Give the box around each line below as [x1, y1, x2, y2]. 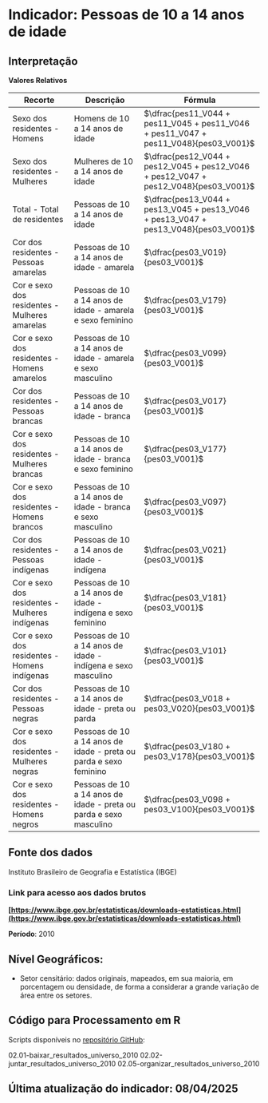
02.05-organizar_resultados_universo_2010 [117, 1058, 260, 1068]
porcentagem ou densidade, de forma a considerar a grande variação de [19, 982, 259, 991]
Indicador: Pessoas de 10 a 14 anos [8, 6, 245, 24]
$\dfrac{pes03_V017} [143, 395, 227, 407]
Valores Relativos [8, 76, 68, 85]
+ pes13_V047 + [143, 214, 207, 224]
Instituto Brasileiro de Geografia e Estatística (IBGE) [8, 867, 177, 876]
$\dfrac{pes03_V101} [143, 645, 227, 656]
